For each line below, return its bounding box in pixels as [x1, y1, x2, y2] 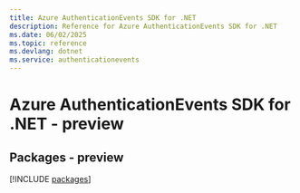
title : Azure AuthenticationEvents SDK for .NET [9, 13, 197, 23]
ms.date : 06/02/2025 [9, 30, 88, 39]
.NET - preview [9, 114, 124, 134]
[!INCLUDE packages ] [9, 174, 92, 184]
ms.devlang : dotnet [9, 47, 83, 56]
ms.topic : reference [9, 38, 88, 48]
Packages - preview [9, 150, 124, 165]
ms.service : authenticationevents [9, 55, 140, 64]
